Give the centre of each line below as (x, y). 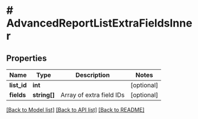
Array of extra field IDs (93, 95)
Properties (27, 58)
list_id (18, 85)
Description (92, 75)
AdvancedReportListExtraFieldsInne (99, 23)
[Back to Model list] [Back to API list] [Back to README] (75, 110)
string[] (44, 95)
